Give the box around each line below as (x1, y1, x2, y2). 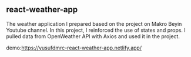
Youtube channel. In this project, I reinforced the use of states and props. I (6, 26, 186, 33)
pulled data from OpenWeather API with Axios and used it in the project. (6, 32, 180, 40)
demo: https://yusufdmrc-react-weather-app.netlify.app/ (6, 44, 142, 51)
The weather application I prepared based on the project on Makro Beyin (6, 20, 182, 27)
